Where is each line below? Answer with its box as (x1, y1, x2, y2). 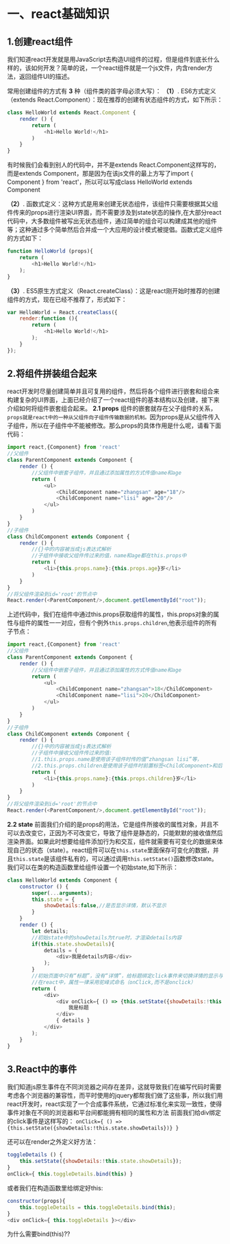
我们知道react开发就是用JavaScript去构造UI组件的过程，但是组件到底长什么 (7, 56, 220, 63)
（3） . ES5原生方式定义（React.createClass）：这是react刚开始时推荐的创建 (7, 286, 220, 295)
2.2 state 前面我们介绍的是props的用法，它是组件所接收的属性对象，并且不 (7, 820, 219, 828)
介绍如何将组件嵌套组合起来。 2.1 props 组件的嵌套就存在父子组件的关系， (7, 404, 217, 412)
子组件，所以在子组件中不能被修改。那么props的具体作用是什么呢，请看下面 (7, 421, 221, 430)
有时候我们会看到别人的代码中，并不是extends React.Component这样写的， (7, 161, 220, 169)
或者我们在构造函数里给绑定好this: (7, 1184, 103, 1192)
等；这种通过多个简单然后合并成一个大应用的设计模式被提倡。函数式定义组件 (7, 226, 223, 234)
